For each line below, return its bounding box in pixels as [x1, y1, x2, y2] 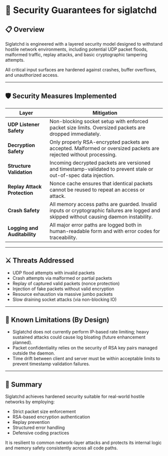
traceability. [49, 234, 77, 241]
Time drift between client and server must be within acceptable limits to [12, 356, 160, 362]
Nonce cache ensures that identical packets [49, 180, 153, 187]
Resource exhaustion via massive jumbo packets [12, 291, 113, 297]
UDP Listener [7, 121, 40, 128]
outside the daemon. [12, 350, 55, 356]
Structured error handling [12, 424, 65, 431]
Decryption [7, 142, 35, 149]
